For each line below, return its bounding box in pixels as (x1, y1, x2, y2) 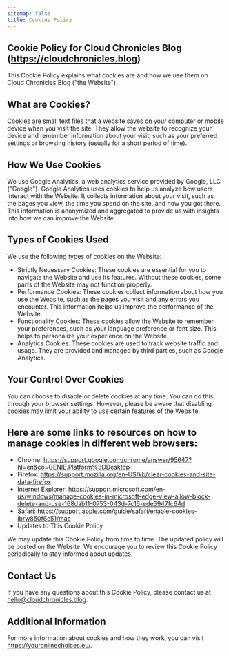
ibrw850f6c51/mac (17, 514, 71, 523)
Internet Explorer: (17, 485, 67, 494)
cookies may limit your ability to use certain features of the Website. (7, 407, 201, 415)
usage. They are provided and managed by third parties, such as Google (17, 346, 223, 354)
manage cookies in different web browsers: (7, 437, 198, 449)
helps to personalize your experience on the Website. (17, 331, 169, 340)
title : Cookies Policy (7, 17, 72, 23)
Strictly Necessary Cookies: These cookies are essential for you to (17, 265, 207, 273)
